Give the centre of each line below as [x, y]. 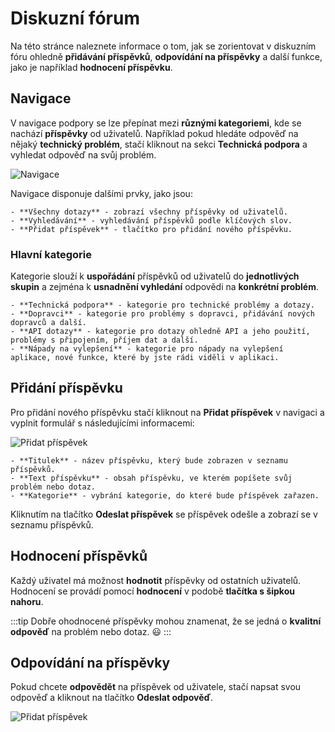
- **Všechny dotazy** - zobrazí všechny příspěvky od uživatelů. [149, 212]
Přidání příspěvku [66, 388]
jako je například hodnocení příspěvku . [91, 67]
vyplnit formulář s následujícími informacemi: [102, 423]
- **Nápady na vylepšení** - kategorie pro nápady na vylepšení [147, 349]
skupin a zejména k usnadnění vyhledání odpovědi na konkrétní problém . [164, 287]
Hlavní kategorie [51, 254]
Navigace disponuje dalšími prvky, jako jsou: [101, 193]
